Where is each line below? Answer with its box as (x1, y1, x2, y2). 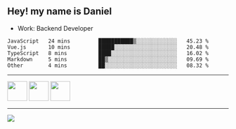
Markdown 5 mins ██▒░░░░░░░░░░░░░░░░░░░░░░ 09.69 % (7, 56, 209, 63)
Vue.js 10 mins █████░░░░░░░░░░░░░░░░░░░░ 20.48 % (7, 43, 209, 51)
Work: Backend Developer (17, 24, 93, 32)
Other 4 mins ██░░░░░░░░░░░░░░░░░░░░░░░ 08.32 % (7, 62, 209, 69)
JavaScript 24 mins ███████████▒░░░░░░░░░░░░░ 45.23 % (7, 38, 209, 45)
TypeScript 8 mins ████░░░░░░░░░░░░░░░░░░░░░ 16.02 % (7, 50, 209, 56)
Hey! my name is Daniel (7, 6, 112, 17)
